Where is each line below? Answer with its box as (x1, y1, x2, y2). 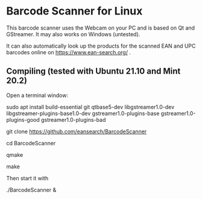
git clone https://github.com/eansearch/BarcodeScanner (6, 128, 147, 135)
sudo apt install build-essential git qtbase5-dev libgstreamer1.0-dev (6, 103, 175, 110)
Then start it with (6, 174, 49, 182)
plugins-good (6, 116, 40, 123)
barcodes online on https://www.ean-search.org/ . (6, 48, 131, 55)
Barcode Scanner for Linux (6, 4, 143, 18)
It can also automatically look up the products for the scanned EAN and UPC (6, 42, 196, 49)
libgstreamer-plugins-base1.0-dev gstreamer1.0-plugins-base (6, 110, 160, 117)
